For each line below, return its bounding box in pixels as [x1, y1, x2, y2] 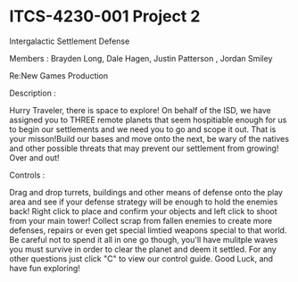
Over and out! [9, 152, 60, 162]
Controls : [9, 170, 46, 180]
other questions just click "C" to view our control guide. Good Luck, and [9, 253, 274, 264]
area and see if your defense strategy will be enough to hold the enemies [9, 196, 278, 207]
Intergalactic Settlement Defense [9, 36, 130, 46]
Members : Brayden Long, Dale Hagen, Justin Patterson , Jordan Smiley [9, 53, 273, 63]
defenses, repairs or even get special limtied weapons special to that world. [9, 225, 287, 236]
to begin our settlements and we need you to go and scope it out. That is [9, 123, 277, 135]
